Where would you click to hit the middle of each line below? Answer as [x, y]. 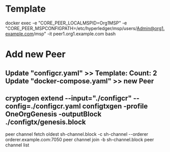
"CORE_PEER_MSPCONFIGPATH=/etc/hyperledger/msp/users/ [71, 28]
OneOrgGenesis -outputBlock [53, 114]
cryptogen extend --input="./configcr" [68, 98]
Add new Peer [36, 54]
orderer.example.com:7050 [34, 140]
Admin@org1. [151, 28]
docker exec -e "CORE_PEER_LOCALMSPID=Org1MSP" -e [66, 23]
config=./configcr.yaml [43, 106]
